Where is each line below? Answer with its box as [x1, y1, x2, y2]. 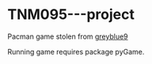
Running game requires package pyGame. [7, 47, 145, 56]
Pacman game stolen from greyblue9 [7, 32, 128, 41]
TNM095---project [7, 6, 135, 24]
